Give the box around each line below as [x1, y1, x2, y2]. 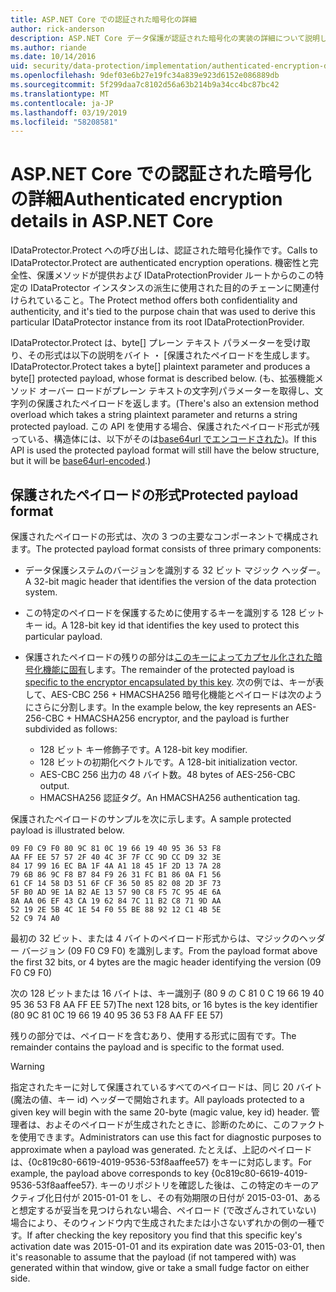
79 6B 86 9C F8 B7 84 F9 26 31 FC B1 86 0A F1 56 [10, 870, 222, 880]
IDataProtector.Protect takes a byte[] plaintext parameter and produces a [10, 361, 311, 373]
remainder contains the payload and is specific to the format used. [10, 1041, 285, 1053]
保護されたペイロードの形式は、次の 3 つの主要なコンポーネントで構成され [10, 531, 319, 542]
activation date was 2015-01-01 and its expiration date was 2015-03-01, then [10, 1241, 326, 1252]
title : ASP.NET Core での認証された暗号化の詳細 [10, 14, 197, 25]
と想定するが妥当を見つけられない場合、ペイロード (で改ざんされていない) [10, 1204, 317, 1216]
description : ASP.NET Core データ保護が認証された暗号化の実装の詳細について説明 [10, 33, 320, 43]
